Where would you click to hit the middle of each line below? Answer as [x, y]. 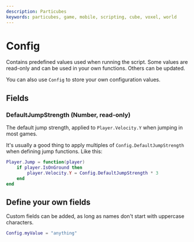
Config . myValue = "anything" [42, 233]
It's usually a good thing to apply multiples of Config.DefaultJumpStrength [95, 145]
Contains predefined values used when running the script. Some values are [97, 62]
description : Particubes [36, 11]
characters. [20, 223]
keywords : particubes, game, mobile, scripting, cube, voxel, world [91, 17]
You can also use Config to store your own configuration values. [84, 80]
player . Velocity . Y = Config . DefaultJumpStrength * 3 [93, 173]
